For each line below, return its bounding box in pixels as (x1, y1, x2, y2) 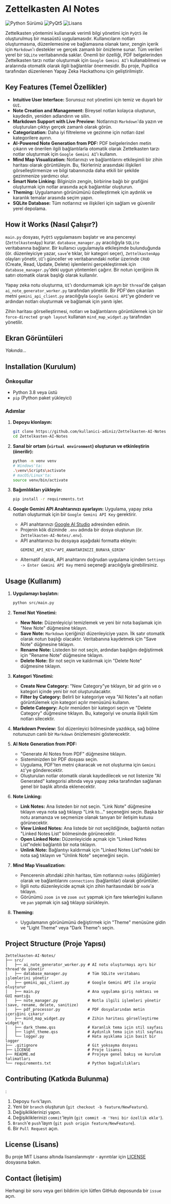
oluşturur (5, 984, 27, 989)
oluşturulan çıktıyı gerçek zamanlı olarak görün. (12, 123, 112, 130)
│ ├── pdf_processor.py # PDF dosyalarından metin (5, 1007, 145, 1012)
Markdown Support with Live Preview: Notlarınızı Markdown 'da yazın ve (12, 118, 163, 124)
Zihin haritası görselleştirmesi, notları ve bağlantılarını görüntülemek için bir (5, 308, 163, 314)
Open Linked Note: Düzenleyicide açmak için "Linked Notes (20, 836, 147, 842)
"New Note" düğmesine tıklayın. (20, 625, 88, 631)
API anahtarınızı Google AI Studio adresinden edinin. (20, 521, 130, 528)
